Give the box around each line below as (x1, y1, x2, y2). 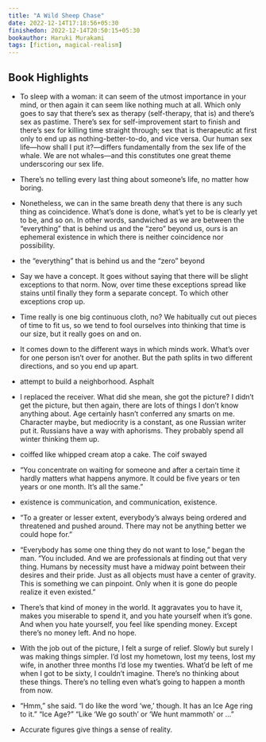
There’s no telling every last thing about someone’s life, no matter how (19, 174, 249, 184)
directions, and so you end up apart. (19, 361, 139, 370)
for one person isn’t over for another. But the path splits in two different (19, 353, 253, 362)
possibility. (19, 240, 56, 250)
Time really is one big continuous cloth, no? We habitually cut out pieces (19, 311, 257, 322)
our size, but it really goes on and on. (19, 329, 141, 338)
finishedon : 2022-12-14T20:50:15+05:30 (8, 26, 141, 34)
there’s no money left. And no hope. (19, 628, 137, 637)
